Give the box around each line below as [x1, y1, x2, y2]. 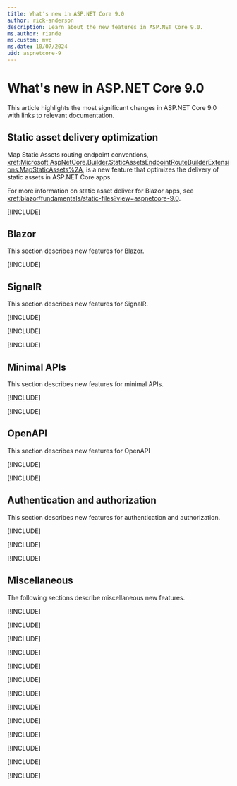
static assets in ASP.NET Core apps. [7, 172, 113, 181]
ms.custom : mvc [7, 37, 52, 44]
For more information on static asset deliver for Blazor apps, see [7, 186, 194, 195]
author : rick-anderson [7, 17, 74, 24]
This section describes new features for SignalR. [7, 299, 148, 308]
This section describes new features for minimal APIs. [7, 380, 164, 388]
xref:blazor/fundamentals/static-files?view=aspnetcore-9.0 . [7, 193, 181, 202]
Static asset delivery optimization [7, 131, 159, 143]
